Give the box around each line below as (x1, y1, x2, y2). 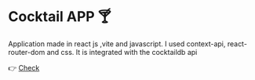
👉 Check (8, 63, 40, 72)
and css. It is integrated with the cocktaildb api (46, 47, 198, 56)
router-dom (8, 47, 46, 56)
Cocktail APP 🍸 (8, 8, 111, 26)
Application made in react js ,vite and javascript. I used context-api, (8, 38, 226, 49)
